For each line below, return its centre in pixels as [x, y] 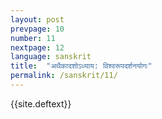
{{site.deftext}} [41, 103]
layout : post [37, 19]
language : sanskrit [51, 57]
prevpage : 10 [37, 29]
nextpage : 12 [37, 47]
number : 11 [33, 38]
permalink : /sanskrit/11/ [64, 76]
